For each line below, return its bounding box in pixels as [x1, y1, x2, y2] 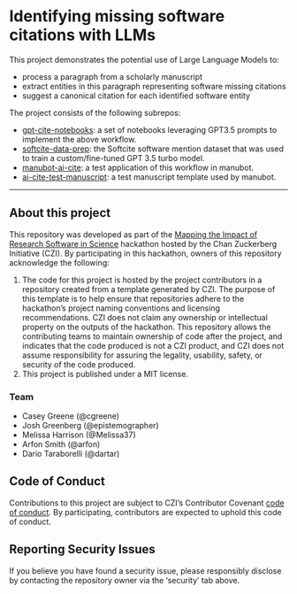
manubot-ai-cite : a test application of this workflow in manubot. [21, 162, 255, 173]
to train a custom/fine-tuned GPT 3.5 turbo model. [21, 152, 205, 163]
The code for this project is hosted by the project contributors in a [21, 274, 263, 285]
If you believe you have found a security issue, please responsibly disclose [9, 565, 282, 576]
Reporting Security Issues [9, 542, 156, 557]
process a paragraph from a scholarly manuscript [21, 71, 203, 81]
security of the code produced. [21, 359, 136, 369]
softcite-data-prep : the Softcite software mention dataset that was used [21, 143, 285, 154]
